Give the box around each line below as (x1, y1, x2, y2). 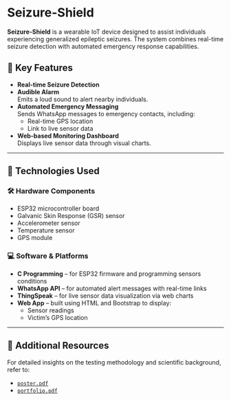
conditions (16, 277, 47, 285)
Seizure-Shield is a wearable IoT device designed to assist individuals (7, 28, 206, 36)
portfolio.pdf (16, 387, 58, 394)
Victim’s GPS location (27, 313, 88, 321)
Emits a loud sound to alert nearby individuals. (16, 95, 148, 103)
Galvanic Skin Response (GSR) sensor (16, 212, 125, 220)
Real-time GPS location (27, 117, 93, 125)
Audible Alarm (16, 87, 60, 96)
